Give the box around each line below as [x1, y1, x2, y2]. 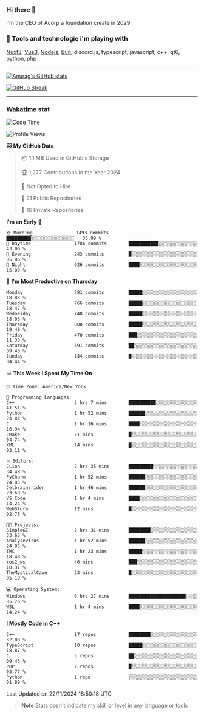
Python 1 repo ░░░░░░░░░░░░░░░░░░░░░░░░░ [6, 674, 197, 680]
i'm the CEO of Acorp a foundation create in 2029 [6, 19, 131, 27]
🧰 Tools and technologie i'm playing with [6, 35, 129, 43]
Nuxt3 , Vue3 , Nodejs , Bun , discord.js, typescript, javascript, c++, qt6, [6, 48, 180, 55]
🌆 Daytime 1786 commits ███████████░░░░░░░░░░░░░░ [6, 240, 197, 247]
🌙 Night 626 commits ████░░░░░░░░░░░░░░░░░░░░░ [6, 261, 197, 268]
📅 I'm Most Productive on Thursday [6, 278, 98, 285]
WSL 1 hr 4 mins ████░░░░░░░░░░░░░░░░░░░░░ [6, 604, 197, 610]
